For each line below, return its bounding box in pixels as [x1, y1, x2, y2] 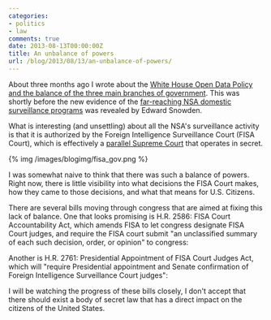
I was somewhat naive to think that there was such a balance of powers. [8, 170, 250, 179]
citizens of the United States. [8, 303, 105, 313]
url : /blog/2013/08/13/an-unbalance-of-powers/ [8, 58, 173, 66]
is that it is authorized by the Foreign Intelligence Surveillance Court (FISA [8, 129, 256, 139]
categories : [8, 11, 49, 20]
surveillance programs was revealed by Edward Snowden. [8, 105, 203, 115]
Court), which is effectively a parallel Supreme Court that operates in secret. [8, 138, 264, 148]
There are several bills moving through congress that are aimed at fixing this [8, 202, 263, 212]
